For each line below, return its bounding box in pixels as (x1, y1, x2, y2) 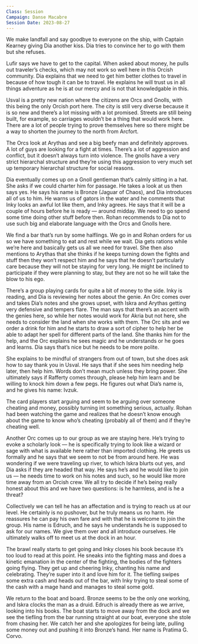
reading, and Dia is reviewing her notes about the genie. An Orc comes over (6, 294, 191, 301)
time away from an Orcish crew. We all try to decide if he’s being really (6, 479, 177, 486)
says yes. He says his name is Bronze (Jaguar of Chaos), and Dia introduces (6, 189, 192, 196)
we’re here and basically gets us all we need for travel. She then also (6, 244, 173, 252)
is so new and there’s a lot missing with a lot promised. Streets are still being (6, 109, 192, 116)
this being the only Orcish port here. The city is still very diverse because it (6, 103, 189, 110)
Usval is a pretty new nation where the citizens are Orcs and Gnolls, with (6, 96, 183, 104)
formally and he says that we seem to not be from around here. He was (6, 453, 179, 461)
